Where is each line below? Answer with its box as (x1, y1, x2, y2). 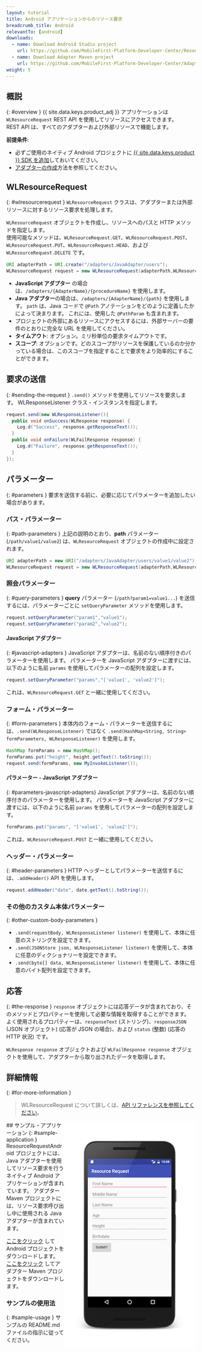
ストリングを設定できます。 (25, 936, 94, 944)
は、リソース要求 (6, 1202, 49, 1209)
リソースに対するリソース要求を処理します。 (6, 206, 116, 214)
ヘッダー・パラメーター (6, 852, 74, 860)
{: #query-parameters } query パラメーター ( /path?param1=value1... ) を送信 (6, 594, 195, 601)
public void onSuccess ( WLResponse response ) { (11, 418, 130, 424)
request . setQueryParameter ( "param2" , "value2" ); (6, 621, 128, 627)
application (6, 1135, 34, 1143)
